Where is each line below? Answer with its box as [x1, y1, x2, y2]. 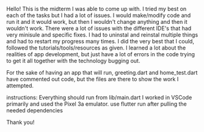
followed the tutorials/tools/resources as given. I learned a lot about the [6, 44, 186, 51]
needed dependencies [6, 107, 63, 114]
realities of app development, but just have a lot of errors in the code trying [6, 51, 195, 57]
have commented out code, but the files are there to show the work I [6, 76, 179, 82]
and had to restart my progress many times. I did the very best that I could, [6, 38, 194, 45]
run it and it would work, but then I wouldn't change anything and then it [6, 18, 188, 25]
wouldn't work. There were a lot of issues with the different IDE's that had [6, 24, 192, 32]
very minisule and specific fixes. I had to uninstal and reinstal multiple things [6, 31, 199, 38]
